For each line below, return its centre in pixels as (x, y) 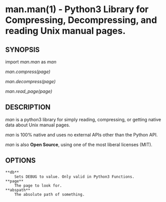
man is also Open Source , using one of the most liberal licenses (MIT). (79, 144)
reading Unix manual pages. (66, 31)
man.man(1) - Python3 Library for (77, 9)
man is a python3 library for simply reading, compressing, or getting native (83, 119)
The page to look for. (38, 186)
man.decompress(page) (30, 81)
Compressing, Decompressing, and (81, 20)
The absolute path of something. (50, 194)
